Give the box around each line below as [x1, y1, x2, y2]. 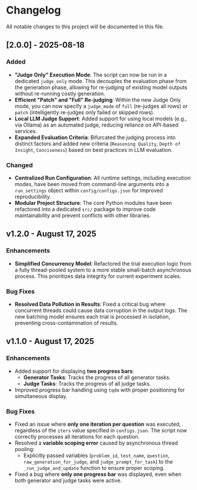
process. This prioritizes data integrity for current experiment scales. [14, 272, 182, 280]
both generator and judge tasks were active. [14, 476, 122, 484]
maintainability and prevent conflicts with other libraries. [14, 211, 151, 218]
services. [14, 127, 37, 134]
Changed [6, 161, 34, 169]
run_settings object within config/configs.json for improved [14, 187, 163, 194]
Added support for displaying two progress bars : [14, 367, 134, 375]
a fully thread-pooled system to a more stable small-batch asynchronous [14, 266, 192, 273]
